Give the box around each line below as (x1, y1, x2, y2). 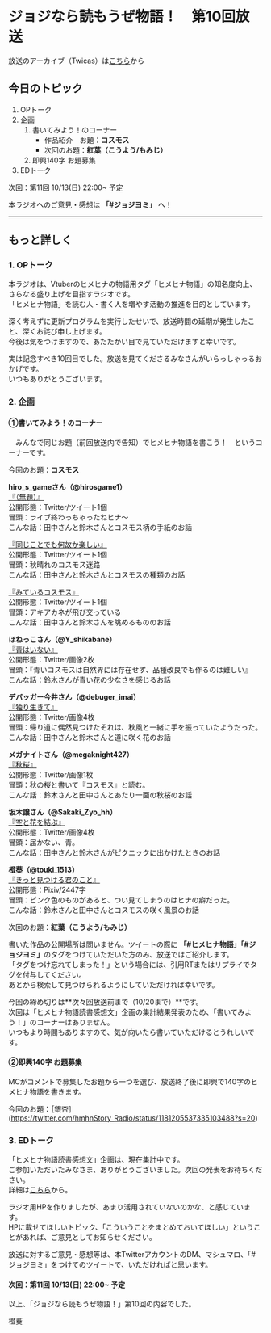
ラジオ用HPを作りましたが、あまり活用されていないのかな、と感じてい (8, 1202, 244, 1212)
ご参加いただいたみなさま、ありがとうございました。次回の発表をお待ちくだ (8, 1165, 263, 1175)
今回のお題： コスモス (8, 465, 79, 474)
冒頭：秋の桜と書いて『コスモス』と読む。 (8, 780, 150, 789)
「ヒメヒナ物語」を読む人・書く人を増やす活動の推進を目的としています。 (8, 300, 256, 309)
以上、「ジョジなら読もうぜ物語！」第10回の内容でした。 (8, 1299, 196, 1309)
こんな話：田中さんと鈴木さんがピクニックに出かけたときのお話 (8, 847, 220, 857)
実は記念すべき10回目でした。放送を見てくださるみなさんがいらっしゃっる (8, 354, 256, 364)
